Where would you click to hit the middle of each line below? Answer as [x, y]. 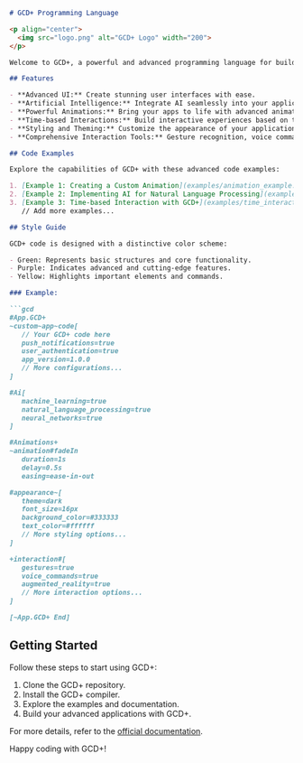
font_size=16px [50, 509]
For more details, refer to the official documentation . [106, 730]
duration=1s [44, 460]
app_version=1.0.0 [56, 360]
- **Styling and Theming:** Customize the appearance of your [129, 128]
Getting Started [54, 646]
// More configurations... [72, 368]
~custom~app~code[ [44, 326]
